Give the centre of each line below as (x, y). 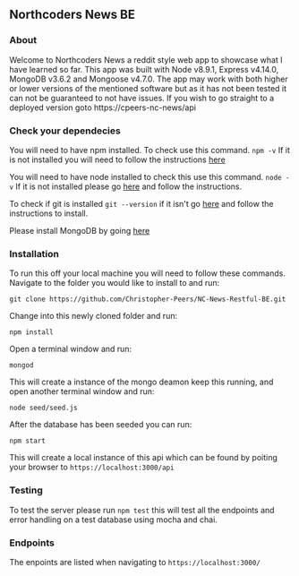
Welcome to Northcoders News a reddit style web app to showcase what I (146, 60)
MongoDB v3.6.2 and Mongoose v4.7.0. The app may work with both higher (149, 79)
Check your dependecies (65, 131)
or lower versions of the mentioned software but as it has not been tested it (148, 88)
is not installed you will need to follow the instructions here (117, 159)
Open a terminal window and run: (71, 349)
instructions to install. (49, 213)
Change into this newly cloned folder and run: (93, 316)
